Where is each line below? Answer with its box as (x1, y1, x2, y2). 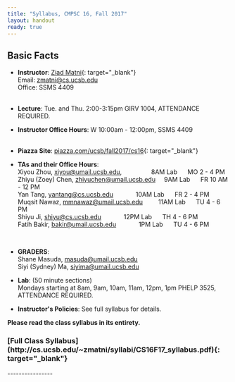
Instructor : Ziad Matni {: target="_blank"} (17, 68, 136, 77)
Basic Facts (7, 49, 59, 61)
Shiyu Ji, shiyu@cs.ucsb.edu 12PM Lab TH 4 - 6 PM (17, 213, 198, 221)
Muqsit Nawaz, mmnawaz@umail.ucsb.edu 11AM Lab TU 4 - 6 (17, 198, 221, 207)
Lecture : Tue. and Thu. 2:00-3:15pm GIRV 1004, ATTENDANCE (17, 104, 200, 113)
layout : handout (7, 17, 55, 24)
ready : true (7, 23, 42, 30)
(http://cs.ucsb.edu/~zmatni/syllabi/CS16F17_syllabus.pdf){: (7, 345, 220, 355)
